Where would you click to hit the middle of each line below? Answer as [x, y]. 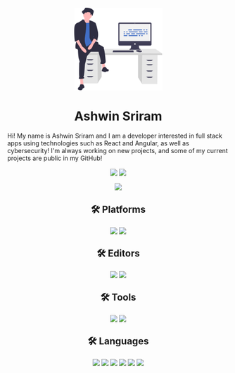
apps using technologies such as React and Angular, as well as [99, 143]
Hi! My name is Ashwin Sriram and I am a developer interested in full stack [115, 136]
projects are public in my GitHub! [55, 158]
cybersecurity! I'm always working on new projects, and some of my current [118, 151]
